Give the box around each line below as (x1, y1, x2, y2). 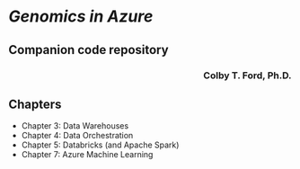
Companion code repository (8, 42, 169, 58)
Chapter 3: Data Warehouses (21, 120, 129, 131)
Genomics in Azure (8, 6, 154, 27)
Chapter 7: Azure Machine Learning (21, 149, 154, 160)
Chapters (8, 96, 62, 111)
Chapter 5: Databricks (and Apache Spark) (21, 139, 180, 150)
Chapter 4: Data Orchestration (21, 130, 134, 141)
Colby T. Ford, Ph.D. (203, 69, 292, 82)
